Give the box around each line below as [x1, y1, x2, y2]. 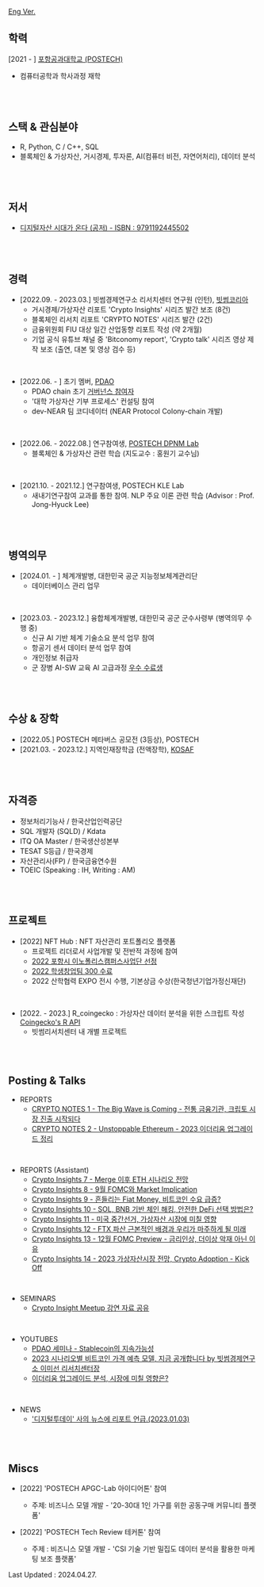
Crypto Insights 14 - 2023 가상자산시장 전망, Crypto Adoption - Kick [31, 1254, 250, 1264]
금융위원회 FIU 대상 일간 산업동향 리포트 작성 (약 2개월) [31, 325, 202, 334]
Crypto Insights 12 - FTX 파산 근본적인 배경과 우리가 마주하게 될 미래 [31, 1224, 247, 1234]
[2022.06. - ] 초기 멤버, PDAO [19, 377, 115, 386]
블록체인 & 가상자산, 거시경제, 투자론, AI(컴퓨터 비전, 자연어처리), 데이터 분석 [19, 151, 256, 161]
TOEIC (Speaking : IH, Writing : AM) [19, 865, 136, 874]
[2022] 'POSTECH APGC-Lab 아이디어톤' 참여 [19, 1484, 167, 1493]
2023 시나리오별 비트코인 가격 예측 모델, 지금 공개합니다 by [31, 1354, 216, 1363]
